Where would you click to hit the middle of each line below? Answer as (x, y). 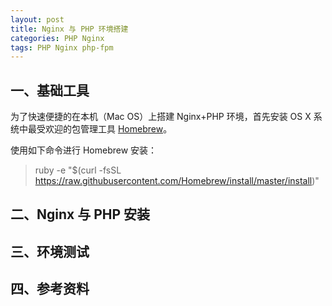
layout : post (37, 19)
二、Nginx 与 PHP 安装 (80, 214)
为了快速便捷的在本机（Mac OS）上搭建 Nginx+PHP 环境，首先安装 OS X (161, 117)
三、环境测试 (50, 251)
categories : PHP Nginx (57, 38)
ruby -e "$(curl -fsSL (78, 170)
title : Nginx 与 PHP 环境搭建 (69, 29)
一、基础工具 (50, 90)
